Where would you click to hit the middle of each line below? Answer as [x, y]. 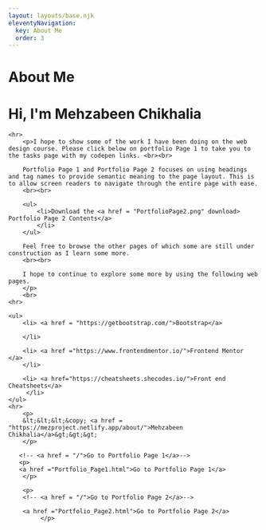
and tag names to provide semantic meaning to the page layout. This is [131, 177]
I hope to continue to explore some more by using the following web [141, 275]
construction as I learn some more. [69, 253]
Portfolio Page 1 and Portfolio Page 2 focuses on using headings [135, 170]
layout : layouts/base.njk [51, 16]
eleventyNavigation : [43, 23]
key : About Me [39, 30]
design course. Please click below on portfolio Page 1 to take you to [129, 149]
